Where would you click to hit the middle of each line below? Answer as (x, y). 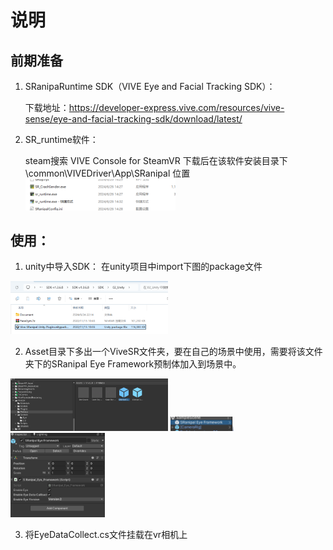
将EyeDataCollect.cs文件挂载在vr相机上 (106, 534)
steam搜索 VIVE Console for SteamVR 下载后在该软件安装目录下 (156, 160)
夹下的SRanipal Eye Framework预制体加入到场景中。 (133, 364)
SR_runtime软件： (61, 139)
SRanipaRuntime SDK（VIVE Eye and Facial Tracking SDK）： (150, 86)
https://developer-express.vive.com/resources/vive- (176, 107)
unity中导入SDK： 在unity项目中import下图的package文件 (143, 267)
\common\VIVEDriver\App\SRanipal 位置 (107, 173)
